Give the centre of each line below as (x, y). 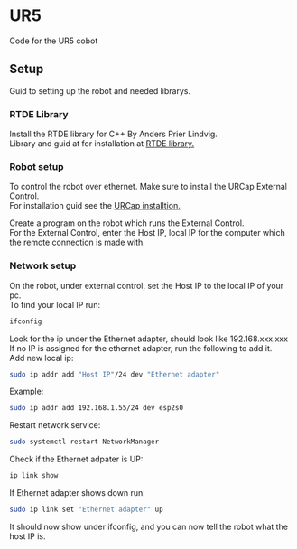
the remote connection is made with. (78, 242)
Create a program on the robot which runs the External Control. (127, 223)
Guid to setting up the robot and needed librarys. (100, 90)
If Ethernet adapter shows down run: (78, 493)
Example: (27, 391)
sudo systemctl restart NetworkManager (84, 442)
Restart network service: (55, 425)
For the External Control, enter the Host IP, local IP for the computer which (148, 233)
